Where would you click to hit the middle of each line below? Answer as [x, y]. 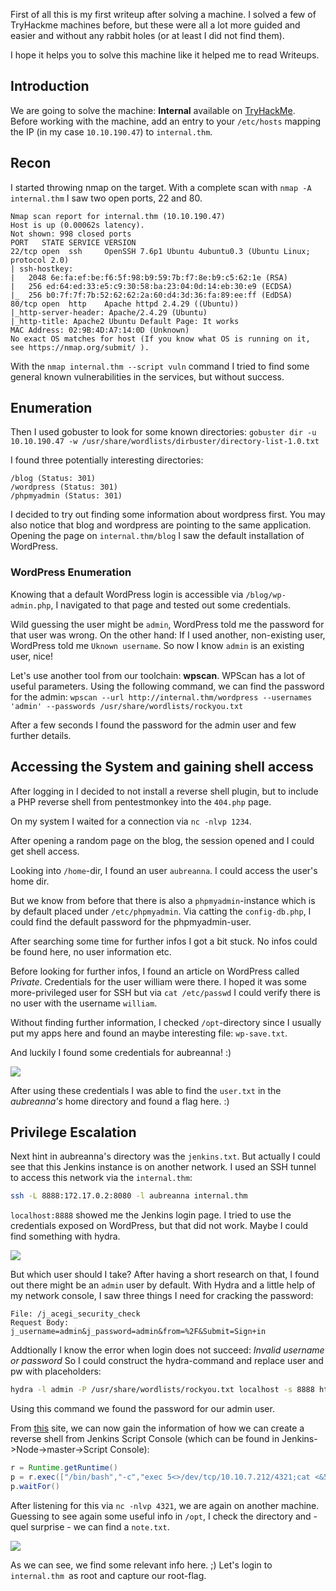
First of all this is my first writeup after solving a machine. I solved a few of [163, 14]
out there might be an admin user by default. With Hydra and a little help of [163, 1285]
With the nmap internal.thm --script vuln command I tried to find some [160, 366]
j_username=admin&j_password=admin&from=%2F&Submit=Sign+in [138, 1332]
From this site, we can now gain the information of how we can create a [157, 1428]
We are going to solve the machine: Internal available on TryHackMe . [153, 110]
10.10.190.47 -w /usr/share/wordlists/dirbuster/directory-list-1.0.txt [165, 442]
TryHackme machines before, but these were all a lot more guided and [155, 25]
